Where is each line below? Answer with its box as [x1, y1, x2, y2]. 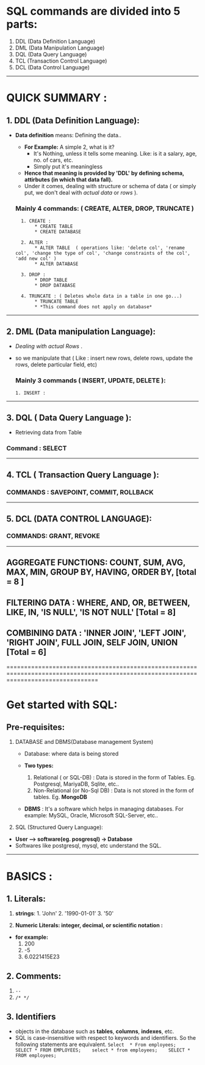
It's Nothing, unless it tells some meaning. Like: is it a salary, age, [33, 150, 197, 157]
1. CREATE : [21, 218, 51, 224]
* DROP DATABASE [34, 282, 76, 289]
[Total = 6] [6, 647, 47, 657]
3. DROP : [21, 271, 46, 278]
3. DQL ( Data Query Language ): [6, 412, 132, 423]
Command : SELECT [6, 444, 67, 453]
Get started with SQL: [6, 697, 118, 711]
